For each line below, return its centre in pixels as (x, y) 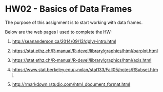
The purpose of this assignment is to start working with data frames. (74, 22)
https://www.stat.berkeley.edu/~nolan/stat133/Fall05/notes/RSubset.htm (85, 70)
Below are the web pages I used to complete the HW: (59, 32)
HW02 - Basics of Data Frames (69, 9)
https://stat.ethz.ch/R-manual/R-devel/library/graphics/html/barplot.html (85, 51)
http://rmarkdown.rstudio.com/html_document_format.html (71, 84)
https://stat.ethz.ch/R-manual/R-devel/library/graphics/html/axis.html (82, 60)
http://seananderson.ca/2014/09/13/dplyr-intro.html (64, 41)
